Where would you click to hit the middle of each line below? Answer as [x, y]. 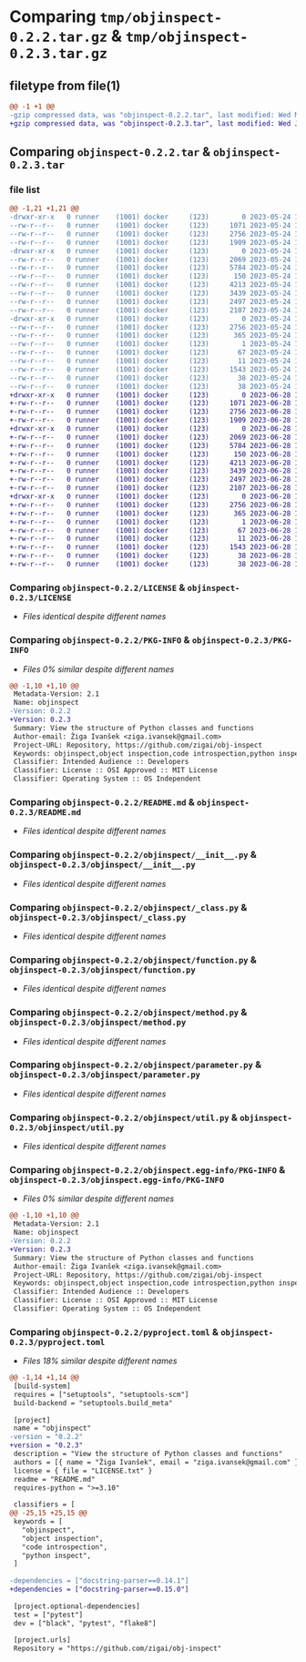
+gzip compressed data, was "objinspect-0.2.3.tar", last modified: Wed [150, 123]
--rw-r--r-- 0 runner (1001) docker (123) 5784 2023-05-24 [150, 268]
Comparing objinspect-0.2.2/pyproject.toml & [114, 1331]
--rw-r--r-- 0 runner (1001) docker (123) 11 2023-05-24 [150, 362]
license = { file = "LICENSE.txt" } [83, 1471]
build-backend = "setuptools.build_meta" [93, 1403]
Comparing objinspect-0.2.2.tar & [110, 152]
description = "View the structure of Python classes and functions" [148, 1454]
